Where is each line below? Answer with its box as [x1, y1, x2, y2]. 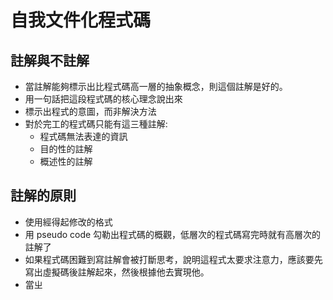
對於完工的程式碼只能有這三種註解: [24, 118, 168, 130]
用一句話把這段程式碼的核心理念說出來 [24, 93, 183, 105]
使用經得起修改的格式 [24, 216, 113, 228]
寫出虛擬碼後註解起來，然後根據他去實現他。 [24, 266, 210, 278]
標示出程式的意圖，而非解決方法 [24, 106, 157, 117]
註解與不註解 [10, 52, 90, 69]
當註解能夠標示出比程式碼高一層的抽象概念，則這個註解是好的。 [24, 81, 288, 92]
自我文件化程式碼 [10, 9, 152, 32]
